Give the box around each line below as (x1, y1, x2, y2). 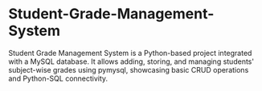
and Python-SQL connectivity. (8, 73, 108, 83)
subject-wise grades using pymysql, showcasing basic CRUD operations (8, 65, 249, 74)
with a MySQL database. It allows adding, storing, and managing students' (8, 57, 255, 66)
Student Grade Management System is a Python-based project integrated (8, 48, 252, 57)
